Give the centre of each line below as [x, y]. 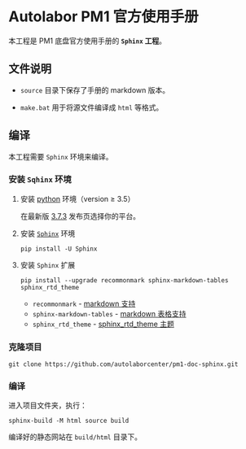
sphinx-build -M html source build [69, 421]
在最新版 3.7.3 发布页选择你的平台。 [80, 216]
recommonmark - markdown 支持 [84, 303]
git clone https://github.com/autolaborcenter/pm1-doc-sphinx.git [123, 364]
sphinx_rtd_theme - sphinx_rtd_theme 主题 [103, 324]
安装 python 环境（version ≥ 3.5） [77, 198]
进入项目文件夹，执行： [48, 405]
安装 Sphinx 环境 [48, 233]
